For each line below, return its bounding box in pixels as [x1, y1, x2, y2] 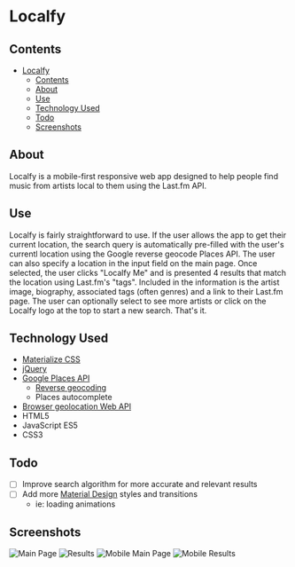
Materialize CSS [21, 354, 82, 365]
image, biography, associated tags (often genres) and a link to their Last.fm [9, 286, 283, 296]
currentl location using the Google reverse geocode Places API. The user [9, 248, 276, 259]
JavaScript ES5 [21, 420, 78, 431]
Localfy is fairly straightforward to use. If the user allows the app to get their [9, 229, 287, 240]
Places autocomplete [35, 392, 113, 403]
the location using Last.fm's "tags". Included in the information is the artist [9, 277, 280, 287]
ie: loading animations [35, 499, 116, 509]
